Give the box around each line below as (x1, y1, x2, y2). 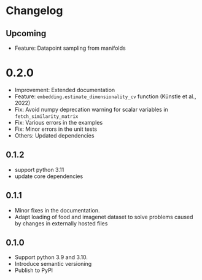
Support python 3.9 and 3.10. (14, 254, 88, 261)
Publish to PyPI (14, 266, 53, 274)
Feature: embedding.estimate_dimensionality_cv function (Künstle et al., (14, 93, 196, 100)
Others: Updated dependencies (14, 131, 95, 139)
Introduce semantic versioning (14, 260, 92, 268)
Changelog (6, 4, 63, 18)
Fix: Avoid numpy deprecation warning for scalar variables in (14, 106, 168, 113)
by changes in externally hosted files (14, 219, 108, 227)
